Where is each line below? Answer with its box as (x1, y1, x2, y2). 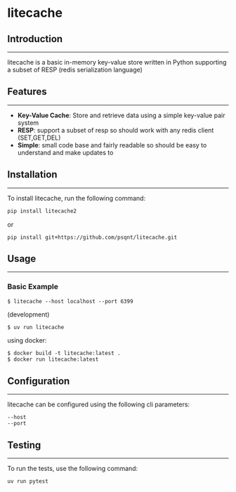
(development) (7, 310, 50, 319)
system (17, 118, 39, 127)
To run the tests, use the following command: (7, 465, 138, 473)
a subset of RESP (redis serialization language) (7, 65, 143, 74)
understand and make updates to (17, 148, 114, 157)
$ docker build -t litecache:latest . (7, 350, 121, 357)
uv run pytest (7, 478, 49, 485)
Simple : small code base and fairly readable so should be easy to (17, 140, 207, 149)
